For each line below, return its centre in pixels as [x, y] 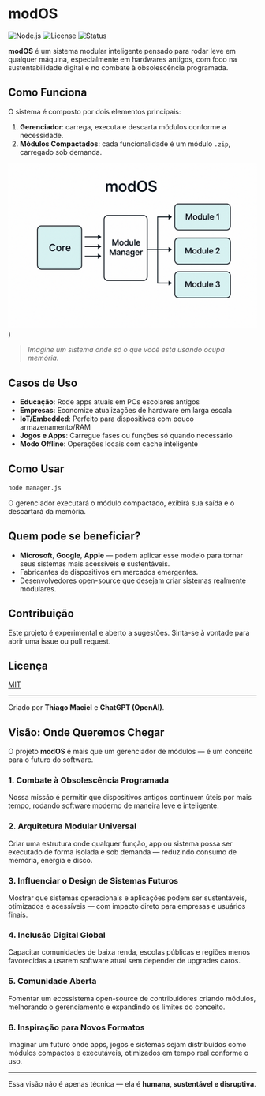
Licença [28, 665]
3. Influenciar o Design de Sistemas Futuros [93, 880]
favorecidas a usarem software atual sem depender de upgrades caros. [124, 961]
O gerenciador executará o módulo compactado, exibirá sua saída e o [121, 503]
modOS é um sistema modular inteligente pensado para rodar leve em [122, 51]
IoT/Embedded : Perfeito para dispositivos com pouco [107, 419]
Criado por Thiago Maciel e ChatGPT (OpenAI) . [86, 708]
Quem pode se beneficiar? [75, 537]
